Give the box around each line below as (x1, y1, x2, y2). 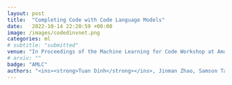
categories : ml (7, 36, 51, 42)
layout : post (7, 10, 45, 17)
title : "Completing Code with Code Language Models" (7, 16, 166, 23)
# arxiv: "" (7, 55, 41, 62)
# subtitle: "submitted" (7, 42, 79, 49)
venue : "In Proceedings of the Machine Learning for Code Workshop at (7, 49, 215, 56)
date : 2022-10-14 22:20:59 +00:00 (7, 23, 113, 29)
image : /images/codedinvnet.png (7, 29, 100, 36)
